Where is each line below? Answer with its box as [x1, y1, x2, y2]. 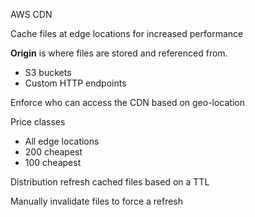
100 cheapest [24, 157, 82, 168]
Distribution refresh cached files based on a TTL [10, 176, 210, 188]
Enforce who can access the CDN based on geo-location [10, 97, 246, 108]
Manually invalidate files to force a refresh [10, 195, 184, 207]
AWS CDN [10, 9, 53, 20]
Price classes [10, 116, 66, 128]
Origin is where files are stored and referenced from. [10, 47, 228, 59]
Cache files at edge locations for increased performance [10, 28, 244, 39]
